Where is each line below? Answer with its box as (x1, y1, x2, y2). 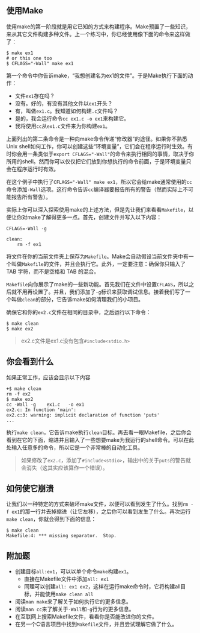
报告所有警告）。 (11, 193, 51, 200)
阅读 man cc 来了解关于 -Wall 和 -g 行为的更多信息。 (14, 605, 135, 613)
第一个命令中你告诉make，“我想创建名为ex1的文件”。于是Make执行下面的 (6, 72, 188, 79)
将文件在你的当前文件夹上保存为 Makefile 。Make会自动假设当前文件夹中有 (6, 253, 189, 260)
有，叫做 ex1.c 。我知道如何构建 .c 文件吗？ (14, 107, 118, 115)
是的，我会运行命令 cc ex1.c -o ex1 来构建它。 (14, 115, 130, 122)
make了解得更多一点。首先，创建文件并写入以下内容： (26, 213, 162, 221)
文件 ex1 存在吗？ (14, 92, 55, 99)
